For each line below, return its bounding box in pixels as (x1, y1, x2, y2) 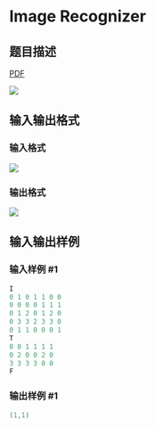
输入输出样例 (9, 235, 80, 250)
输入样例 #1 (9, 263, 58, 276)
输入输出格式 (9, 113, 80, 128)
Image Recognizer (9, 6, 147, 27)
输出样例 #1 (9, 390, 58, 402)
